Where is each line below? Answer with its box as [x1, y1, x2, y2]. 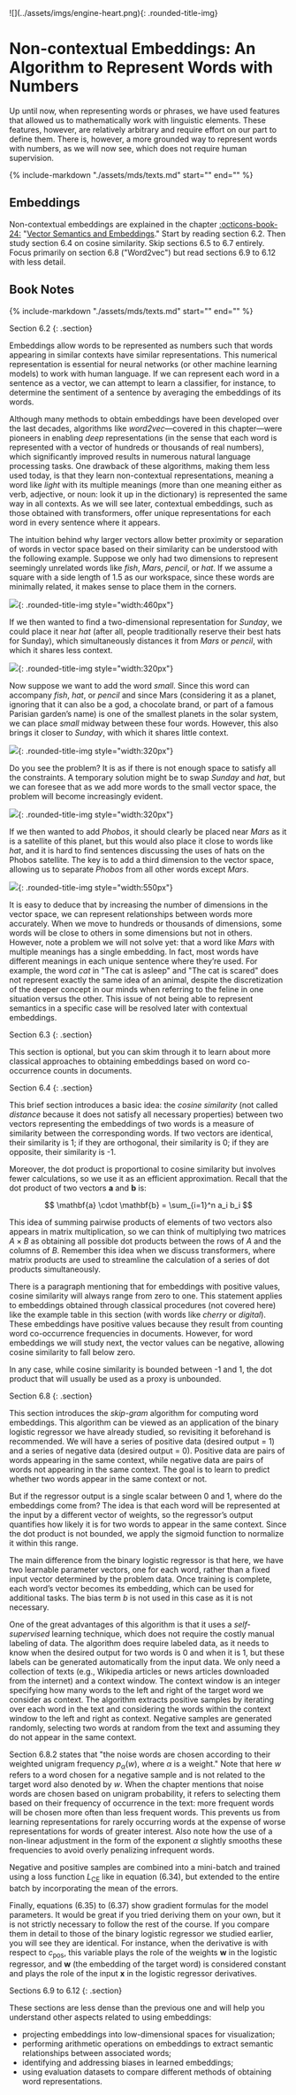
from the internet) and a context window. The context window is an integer [9, 1675, 281, 1686]
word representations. [21, 2076, 103, 2086]
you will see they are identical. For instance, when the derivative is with [9, 1937, 269, 1949]
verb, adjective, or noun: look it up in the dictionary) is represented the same [9, 489, 288, 499]
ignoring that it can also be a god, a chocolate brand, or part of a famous [9, 698, 274, 710]
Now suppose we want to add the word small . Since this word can [9, 680, 250, 690]
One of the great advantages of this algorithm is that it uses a [9, 1619, 232, 1629]
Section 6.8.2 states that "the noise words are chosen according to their [9, 1749, 271, 1760]
